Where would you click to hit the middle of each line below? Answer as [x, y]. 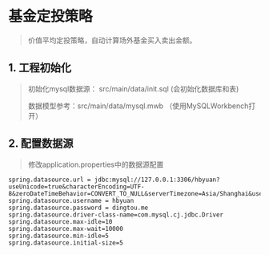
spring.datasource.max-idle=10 [60, 221]
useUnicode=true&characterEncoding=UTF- [77, 186]
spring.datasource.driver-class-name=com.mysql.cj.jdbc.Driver [116, 215]
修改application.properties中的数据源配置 [96, 164]
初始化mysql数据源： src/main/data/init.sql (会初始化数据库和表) [133, 88]
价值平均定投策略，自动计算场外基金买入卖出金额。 [112, 40]
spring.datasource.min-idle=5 [59, 236]
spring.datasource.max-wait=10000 [66, 229]
